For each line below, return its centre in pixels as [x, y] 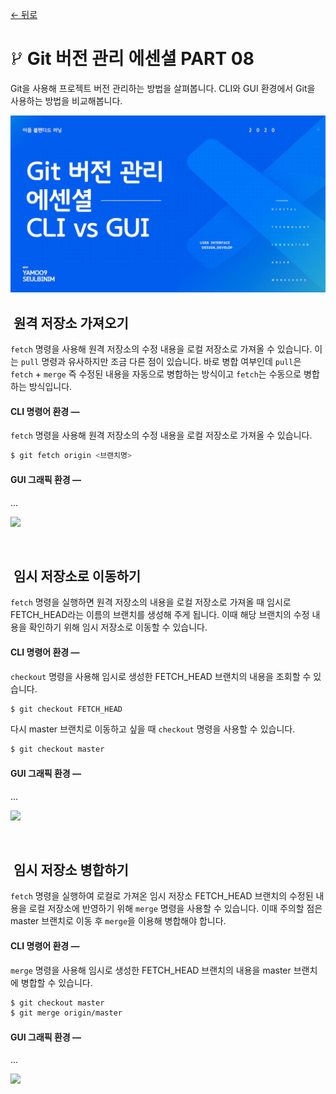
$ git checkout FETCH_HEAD [66, 709]
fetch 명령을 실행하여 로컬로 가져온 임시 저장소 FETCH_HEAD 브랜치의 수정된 [162, 896]
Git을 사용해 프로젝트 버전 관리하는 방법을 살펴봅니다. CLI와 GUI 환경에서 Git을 [163, 88]
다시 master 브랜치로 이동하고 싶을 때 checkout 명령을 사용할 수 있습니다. [153, 729]
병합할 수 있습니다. [56, 982]
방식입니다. [50, 387]
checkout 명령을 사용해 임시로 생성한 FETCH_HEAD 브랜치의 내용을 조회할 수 [161, 676]
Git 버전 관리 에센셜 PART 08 [140, 59]
